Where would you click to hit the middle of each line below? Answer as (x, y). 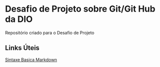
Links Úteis (22, 48)
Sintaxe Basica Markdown (31, 60)
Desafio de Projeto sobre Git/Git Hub (80, 9)
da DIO (19, 19)
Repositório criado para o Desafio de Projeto (50, 33)
